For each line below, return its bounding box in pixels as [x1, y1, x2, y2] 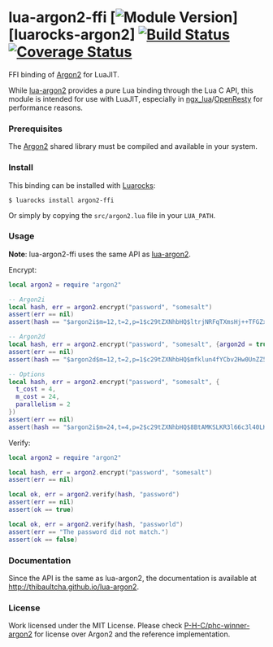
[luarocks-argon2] [8, 25, 136, 44]
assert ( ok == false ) [8, 536, 79, 544]
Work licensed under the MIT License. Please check [8, 621, 183, 631]
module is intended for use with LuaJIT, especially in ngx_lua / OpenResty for [8, 94, 263, 103]
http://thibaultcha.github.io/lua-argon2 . [8, 582, 140, 592]
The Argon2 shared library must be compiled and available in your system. [8, 142, 258, 151]
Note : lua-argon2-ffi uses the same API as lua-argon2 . [8, 249, 191, 259]
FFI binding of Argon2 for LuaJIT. [8, 69, 119, 79]
